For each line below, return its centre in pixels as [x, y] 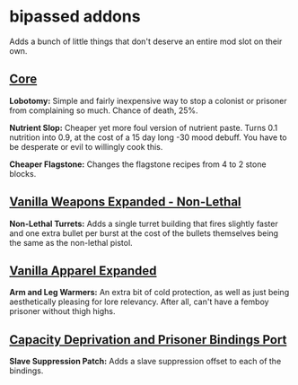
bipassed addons [75, 17]
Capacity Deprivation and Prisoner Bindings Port [148, 340]
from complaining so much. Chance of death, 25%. [104, 110]
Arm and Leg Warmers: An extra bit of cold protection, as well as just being [149, 293]
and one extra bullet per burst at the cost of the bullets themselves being [144, 233]
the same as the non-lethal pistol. [71, 242]
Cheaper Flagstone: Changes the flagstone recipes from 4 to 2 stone [138, 164]
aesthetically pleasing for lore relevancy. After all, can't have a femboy [139, 302]
